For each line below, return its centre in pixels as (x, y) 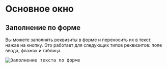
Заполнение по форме (43, 28)
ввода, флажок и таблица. (34, 50)
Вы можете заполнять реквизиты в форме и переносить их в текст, (78, 40)
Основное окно (39, 9)
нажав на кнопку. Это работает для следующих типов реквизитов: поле (84, 45)
